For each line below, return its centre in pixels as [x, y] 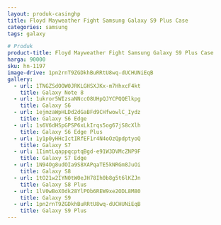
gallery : [20, 79]
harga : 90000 [27, 60]
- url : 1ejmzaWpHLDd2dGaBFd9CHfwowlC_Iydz [77, 112]
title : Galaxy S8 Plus [53, 185]
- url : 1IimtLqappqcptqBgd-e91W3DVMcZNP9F [77, 152]
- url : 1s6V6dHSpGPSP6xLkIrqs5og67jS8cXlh [77, 125]
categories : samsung [38, 27]
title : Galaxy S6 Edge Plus [61, 132]
